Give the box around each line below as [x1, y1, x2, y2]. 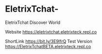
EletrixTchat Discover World [5, 19, 61, 25]
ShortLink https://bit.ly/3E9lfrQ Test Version [5, 38, 92, 44]
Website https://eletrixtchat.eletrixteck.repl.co [5, 29, 97, 35]
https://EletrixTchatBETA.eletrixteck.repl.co [5, 43, 91, 49]
